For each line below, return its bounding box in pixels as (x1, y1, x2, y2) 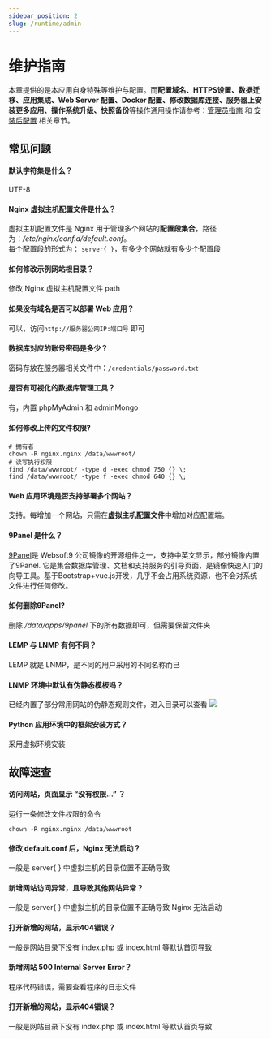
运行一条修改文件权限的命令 (8, 809, 101, 819)
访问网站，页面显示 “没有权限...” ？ (8, 789, 126, 800)
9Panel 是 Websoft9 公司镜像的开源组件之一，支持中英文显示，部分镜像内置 (8, 550, 260, 560)
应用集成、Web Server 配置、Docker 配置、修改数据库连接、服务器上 (22, 95, 256, 106)
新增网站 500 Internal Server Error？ (8, 963, 132, 972)
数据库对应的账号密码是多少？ (8, 343, 108, 353)
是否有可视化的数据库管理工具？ (8, 383, 115, 393)
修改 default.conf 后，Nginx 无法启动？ (8, 843, 141, 853)
